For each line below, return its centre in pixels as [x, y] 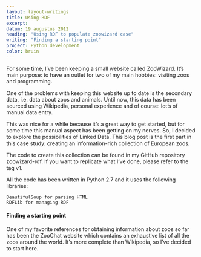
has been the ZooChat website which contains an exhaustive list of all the [98, 235]
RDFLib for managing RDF [38, 202]
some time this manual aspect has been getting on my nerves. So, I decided [101, 130]
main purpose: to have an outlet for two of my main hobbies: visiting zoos [98, 75]
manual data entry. [30, 112]
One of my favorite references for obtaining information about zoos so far [98, 229]
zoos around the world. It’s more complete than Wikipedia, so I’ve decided [99, 242]
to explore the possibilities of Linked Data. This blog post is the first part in [99, 137]
